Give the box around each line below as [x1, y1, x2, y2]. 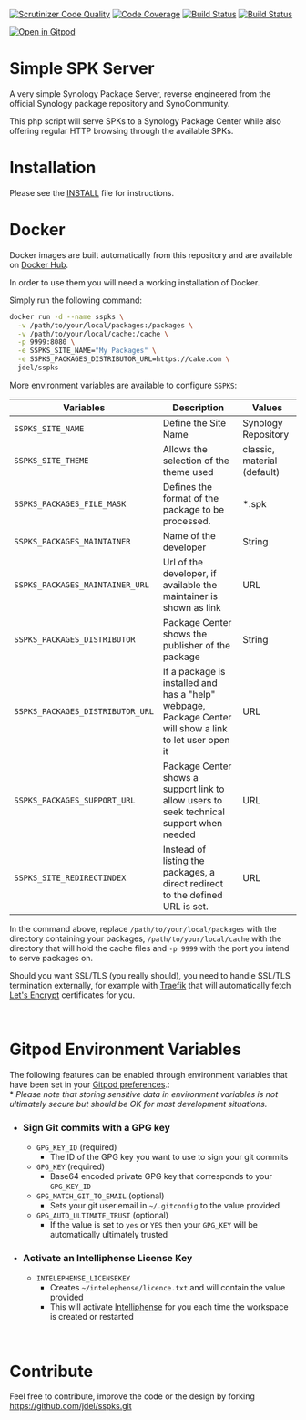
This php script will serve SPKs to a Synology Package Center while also [9, 115, 282, 127]
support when [162, 816, 223, 829]
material [242, 454, 278, 467]
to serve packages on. [9, 952, 94, 963]
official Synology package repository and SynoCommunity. [9, 98, 230, 109]
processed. [162, 514, 211, 527]
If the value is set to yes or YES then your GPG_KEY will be [49, 1219, 258, 1230]
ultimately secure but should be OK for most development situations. [9, 1098, 268, 1109]
